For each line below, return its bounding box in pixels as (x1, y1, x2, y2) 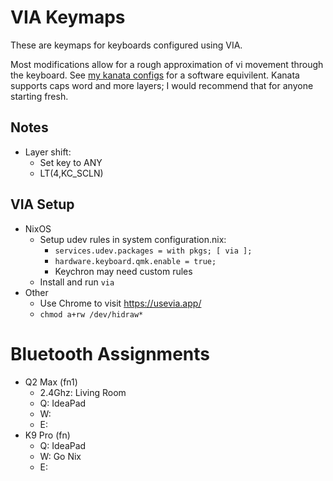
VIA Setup (10, 196, 75, 213)
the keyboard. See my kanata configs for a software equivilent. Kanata (10, 69, 300, 81)
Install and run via (39, 276, 115, 288)
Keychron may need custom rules (54, 265, 193, 277)
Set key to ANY (39, 156, 103, 168)
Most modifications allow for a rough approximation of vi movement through (10, 58, 324, 70)
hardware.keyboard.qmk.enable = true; (54, 256, 217, 266)
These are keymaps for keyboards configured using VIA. (10, 39, 243, 51)
